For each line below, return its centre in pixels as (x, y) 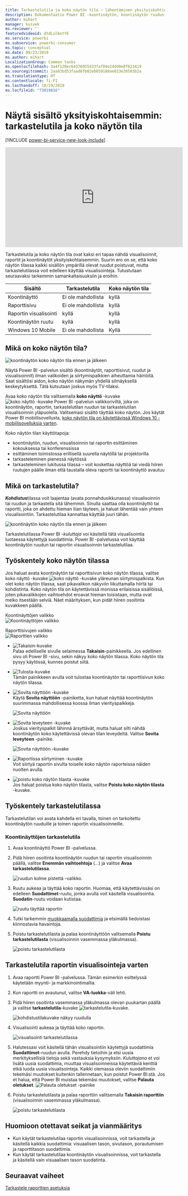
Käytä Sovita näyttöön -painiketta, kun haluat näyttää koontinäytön (83, 698)
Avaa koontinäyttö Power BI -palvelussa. (55, 848)
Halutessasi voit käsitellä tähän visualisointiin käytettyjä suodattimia (83, 1047)
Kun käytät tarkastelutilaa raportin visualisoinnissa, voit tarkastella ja (84, 1138)
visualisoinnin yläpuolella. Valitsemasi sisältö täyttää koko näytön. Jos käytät (85, 412)
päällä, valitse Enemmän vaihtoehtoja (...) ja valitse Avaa (72, 863)
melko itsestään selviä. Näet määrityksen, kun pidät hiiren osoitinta (75, 600)
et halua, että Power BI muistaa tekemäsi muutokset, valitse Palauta (83, 1079)
